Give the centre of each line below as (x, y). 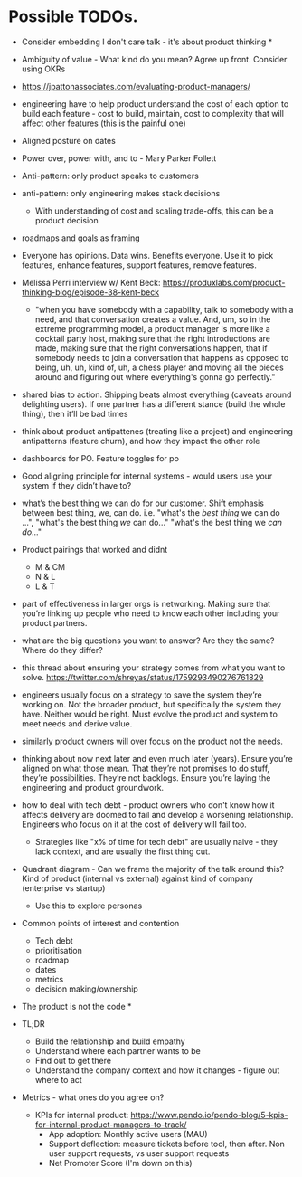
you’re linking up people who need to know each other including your (151, 613)
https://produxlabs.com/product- (224, 282)
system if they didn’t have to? (76, 485)
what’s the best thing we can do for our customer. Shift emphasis (142, 503)
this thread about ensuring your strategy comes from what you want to (153, 668)
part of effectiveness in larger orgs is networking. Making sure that (146, 603)
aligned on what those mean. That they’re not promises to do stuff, (146, 768)
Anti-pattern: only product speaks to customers (110, 176)
